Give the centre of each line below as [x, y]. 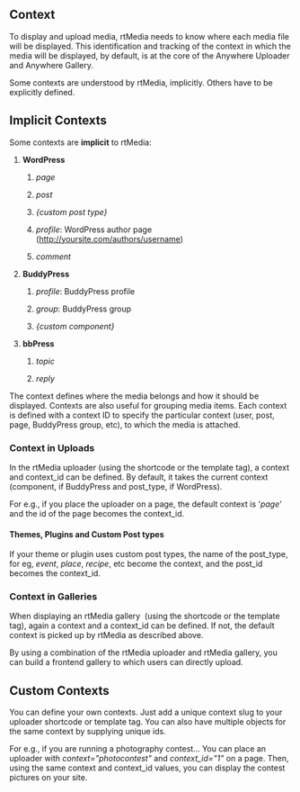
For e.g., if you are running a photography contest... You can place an [138, 749]
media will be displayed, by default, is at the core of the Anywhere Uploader [150, 55]
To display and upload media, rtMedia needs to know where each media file [150, 36]
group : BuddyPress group [84, 309]
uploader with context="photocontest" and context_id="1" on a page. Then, [149, 759]
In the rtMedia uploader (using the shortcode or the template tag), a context [150, 467]
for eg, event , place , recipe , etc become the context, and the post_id [136, 564]
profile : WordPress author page [94, 229]
